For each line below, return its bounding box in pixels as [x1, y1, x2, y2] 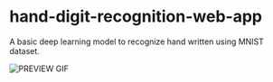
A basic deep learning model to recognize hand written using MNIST [9, 36, 265, 47]
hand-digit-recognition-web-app [9, 6, 262, 27]
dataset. [9, 45, 41, 56]
